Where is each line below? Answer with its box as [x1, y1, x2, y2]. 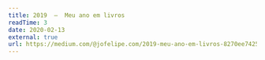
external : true [8, 33, 58, 41]
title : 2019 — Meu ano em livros [8, 11, 125, 19]
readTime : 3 [8, 19, 47, 26]
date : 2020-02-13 [8, 26, 65, 34]
